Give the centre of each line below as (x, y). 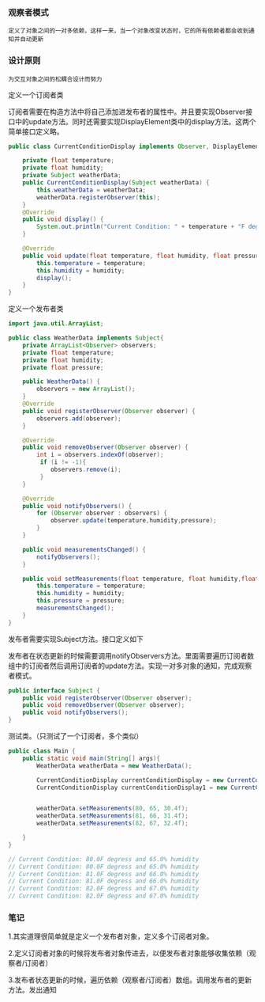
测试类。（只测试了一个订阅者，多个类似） (76, 736)
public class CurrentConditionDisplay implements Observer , (109, 146)
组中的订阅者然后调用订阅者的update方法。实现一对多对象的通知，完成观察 (130, 666)
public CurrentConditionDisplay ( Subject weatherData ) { (116, 183)
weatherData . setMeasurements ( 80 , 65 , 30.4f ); (113, 809)
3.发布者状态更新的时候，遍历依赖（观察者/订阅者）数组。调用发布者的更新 (130, 980)
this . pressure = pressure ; (81, 601)
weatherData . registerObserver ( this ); (98, 197)
